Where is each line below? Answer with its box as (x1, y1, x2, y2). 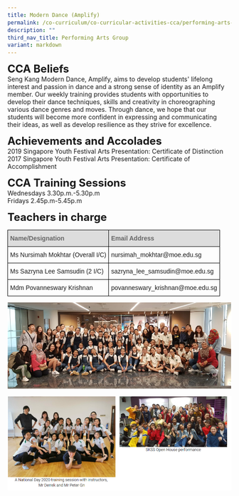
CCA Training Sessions (7, 176, 127, 190)
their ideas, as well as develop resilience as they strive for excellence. (7, 120, 212, 129)
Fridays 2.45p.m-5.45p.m (7, 197, 83, 205)
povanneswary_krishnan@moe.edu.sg (111, 284, 218, 292)
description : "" (7, 26, 55, 33)
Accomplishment (7, 162, 57, 171)
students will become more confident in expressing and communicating (7, 113, 217, 121)
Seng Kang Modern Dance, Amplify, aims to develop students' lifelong (7, 75, 213, 83)
